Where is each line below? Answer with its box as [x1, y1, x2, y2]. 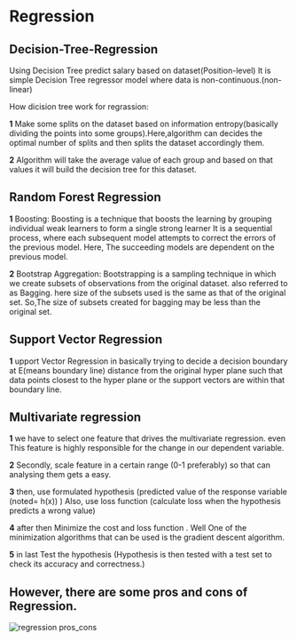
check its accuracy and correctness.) [9, 558, 145, 570]
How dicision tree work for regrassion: [9, 101, 149, 112]
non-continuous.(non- [200, 75, 282, 85]
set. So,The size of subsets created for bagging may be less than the [9, 296, 262, 308]
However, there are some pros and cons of [9, 584, 248, 599]
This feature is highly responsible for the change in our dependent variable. [9, 443, 285, 453]
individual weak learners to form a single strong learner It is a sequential [9, 222, 273, 233]
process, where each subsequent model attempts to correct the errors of [9, 232, 277, 243]
